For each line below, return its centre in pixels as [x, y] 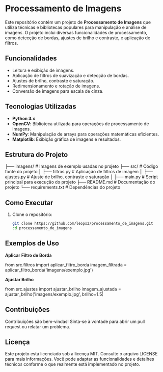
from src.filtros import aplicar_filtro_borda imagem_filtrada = [66, 265]
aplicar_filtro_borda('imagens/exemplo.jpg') [49, 270]
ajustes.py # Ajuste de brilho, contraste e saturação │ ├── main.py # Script [81, 177]
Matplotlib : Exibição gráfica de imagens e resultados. [67, 139]
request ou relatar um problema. [38, 326]
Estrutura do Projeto [37, 154]
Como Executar [29, 202]
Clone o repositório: [32, 214]
